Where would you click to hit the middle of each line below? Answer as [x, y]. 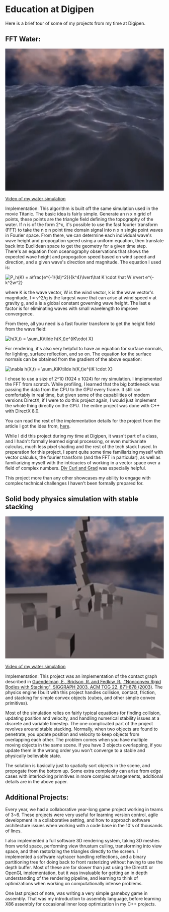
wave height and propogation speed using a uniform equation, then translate [84, 240]
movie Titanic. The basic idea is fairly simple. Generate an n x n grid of [78, 213]
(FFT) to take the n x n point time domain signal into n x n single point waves [84, 230]
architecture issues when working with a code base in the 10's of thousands [84, 826]
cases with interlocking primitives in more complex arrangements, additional [84, 776]
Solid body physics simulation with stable [72, 499]
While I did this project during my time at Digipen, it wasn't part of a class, [82, 436]
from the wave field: [26, 329]
